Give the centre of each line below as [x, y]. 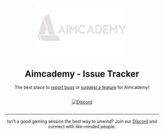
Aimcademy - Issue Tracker [82, 74]
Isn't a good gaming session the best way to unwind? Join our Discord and [82, 121]
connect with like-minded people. [82, 127]
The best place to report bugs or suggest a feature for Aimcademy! [82, 87]
